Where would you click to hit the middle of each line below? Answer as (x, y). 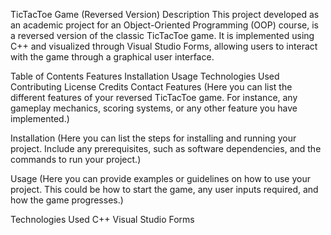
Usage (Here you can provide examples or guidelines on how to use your (160, 178)
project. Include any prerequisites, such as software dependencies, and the (166, 148)
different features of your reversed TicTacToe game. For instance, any (154, 97)
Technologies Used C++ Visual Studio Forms (102, 219)
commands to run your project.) (76, 159)
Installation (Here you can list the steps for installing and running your (153, 138)
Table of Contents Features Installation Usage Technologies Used (145, 76)
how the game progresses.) (67, 200)
